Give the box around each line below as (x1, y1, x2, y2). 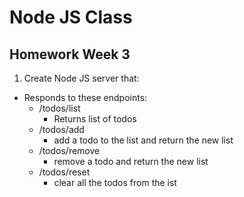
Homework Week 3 (9, 46, 131, 63)
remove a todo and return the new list (53, 156, 209, 167)
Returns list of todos (53, 113, 137, 125)
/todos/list (38, 102, 81, 114)
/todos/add (38, 124, 85, 135)
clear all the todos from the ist (53, 177, 177, 188)
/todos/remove (38, 145, 101, 156)
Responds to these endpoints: (23, 92, 148, 103)
